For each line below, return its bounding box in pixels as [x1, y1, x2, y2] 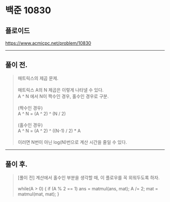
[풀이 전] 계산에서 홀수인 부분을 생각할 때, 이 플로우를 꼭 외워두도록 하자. [17, 174, 160, 180]
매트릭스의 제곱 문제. [17, 75, 59, 81]
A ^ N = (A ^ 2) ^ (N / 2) [17, 110, 66, 116]
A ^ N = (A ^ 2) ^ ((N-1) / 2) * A [17, 128, 81, 134]
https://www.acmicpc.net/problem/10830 [5, 40, 92, 46]
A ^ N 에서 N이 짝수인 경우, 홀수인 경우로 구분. [17, 93, 109, 99]
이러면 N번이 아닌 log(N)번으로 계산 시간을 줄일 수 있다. [17, 139, 127, 145]
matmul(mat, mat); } [17, 191, 60, 197]
